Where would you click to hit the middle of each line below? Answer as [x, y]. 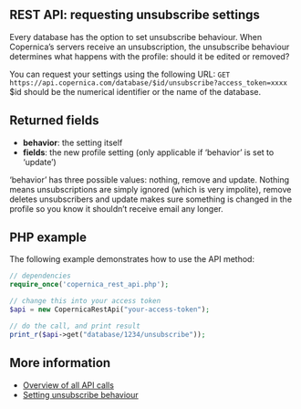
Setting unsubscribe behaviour [80, 394]
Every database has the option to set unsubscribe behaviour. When [136, 37]
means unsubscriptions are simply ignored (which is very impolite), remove [150, 189]
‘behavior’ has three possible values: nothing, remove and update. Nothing [150, 179]
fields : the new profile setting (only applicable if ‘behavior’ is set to [148, 152]
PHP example [48, 238]
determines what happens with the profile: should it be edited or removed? [150, 56]
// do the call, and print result [75, 326]
